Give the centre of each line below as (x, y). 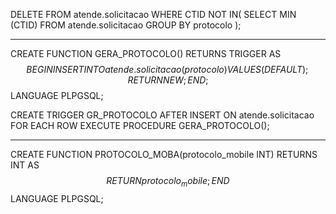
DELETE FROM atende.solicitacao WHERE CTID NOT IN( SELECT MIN (153, 14)
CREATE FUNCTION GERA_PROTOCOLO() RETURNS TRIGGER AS (146, 53)
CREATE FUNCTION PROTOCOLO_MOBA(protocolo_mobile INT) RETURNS (164, 154)
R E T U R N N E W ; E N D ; (168, 80)
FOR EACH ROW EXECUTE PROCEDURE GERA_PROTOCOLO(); (140, 125)
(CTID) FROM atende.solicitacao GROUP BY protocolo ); (126, 25)
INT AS (25, 165)
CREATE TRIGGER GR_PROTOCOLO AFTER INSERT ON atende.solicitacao (162, 115)
